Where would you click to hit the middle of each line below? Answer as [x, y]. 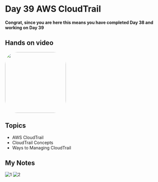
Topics [16, 126]
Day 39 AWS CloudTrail [53, 9]
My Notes [20, 163]
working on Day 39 [25, 27]
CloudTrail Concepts [33, 143]
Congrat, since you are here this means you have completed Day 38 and [79, 22]
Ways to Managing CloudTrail [42, 147]
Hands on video [29, 43]
